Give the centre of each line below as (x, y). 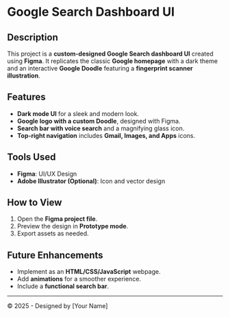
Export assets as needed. (53, 233)
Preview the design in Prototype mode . (73, 226)
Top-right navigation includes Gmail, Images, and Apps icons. (106, 135)
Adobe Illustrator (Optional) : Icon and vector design (91, 181)
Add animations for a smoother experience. (79, 279)
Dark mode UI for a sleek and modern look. (78, 113)
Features (26, 97)
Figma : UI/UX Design (47, 174)
